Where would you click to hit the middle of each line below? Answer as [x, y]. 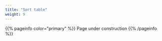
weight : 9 [15, 14]
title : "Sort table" [26, 10]
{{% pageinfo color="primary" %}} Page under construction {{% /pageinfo [81, 28]
